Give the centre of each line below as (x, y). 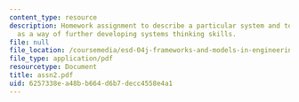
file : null (29, 42)
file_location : (37, 51)
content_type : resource (53, 17)
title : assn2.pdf (41, 75)
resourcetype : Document (53, 67)
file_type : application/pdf (61, 59)
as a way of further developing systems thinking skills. (127, 34)
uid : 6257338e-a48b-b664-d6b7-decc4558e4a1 (91, 83)
